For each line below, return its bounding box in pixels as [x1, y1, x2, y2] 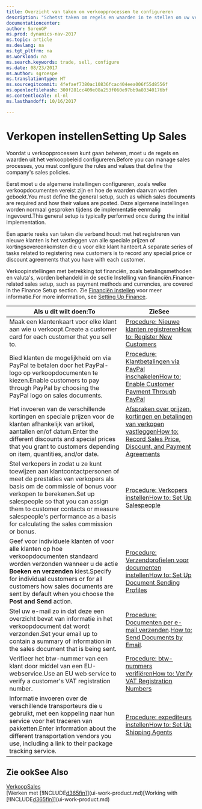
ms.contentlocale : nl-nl [6, 93, 69, 99]
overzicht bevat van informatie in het [9, 614, 113, 623]
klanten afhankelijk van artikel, [9, 419, 95, 428]
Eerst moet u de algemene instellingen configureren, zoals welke [6, 180, 167, 187]
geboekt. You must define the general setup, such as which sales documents [6, 193, 195, 200]
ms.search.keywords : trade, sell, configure [6, 59, 120, 65]
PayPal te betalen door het [9, 361, 84, 369]
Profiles [125, 586, 147, 594]
